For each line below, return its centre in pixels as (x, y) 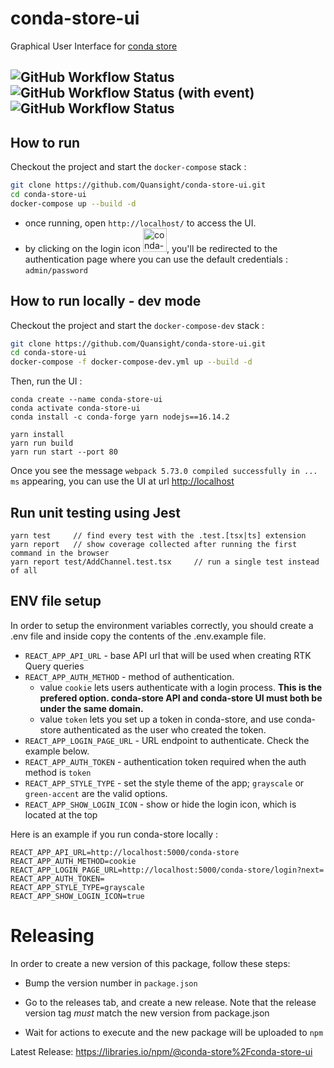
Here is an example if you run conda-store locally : (114, 834)
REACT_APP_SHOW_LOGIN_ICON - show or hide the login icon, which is (160, 804)
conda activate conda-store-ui (75, 408)
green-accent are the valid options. (96, 793)
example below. (57, 751)
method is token (58, 772)
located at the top (61, 814)
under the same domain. (91, 708)
